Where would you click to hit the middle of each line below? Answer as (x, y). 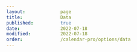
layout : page (39, 12)
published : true (39, 23)
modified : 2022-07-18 (47, 34)
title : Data (39, 17)
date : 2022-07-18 (47, 28)
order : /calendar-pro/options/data (68, 39)
